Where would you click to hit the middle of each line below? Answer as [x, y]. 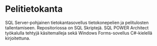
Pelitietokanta [34, 9]
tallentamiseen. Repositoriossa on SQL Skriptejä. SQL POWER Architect [77, 27]
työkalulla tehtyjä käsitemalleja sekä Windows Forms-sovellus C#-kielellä [79, 33]
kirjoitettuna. [18, 38]
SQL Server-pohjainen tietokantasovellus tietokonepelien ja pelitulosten [77, 23]
